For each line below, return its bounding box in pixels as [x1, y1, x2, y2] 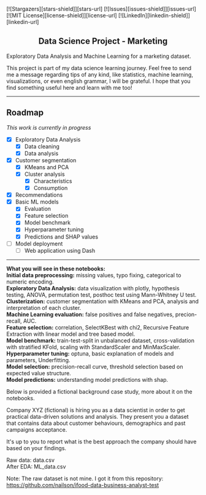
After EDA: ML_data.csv [6, 462, 66, 470]
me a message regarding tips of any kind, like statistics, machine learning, [6, 71, 193, 78]
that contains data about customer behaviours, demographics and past [6, 419, 186, 427]
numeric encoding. [6, 278, 54, 285]
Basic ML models [15, 198, 59, 205]
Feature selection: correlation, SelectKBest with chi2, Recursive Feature [6, 323, 189, 331]
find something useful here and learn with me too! [6, 84, 132, 91]
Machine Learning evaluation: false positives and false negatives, [6, 311, 174, 318]
